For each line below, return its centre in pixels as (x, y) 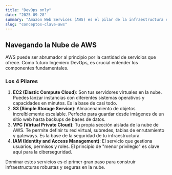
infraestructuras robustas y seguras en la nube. (56, 167)
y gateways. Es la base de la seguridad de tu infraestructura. (77, 136)
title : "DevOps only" (28, 10)
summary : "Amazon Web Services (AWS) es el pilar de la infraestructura (84, 19)
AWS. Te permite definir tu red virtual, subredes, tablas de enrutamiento (89, 130)
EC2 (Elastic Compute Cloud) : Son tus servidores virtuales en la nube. (87, 92)
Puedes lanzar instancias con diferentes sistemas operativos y (79, 98)
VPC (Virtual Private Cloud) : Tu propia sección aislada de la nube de (85, 125)
